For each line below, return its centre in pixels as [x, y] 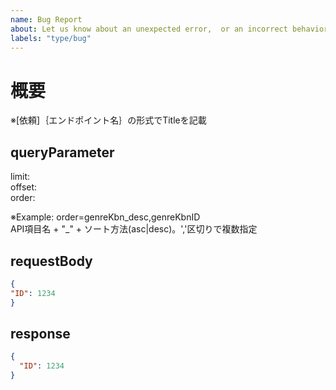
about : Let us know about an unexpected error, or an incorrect [149, 29]
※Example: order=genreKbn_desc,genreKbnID [105, 217]
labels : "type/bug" [51, 38]
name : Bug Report [46, 19]
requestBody [51, 261]
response [40, 333]
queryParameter [62, 152]
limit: [20, 177]
